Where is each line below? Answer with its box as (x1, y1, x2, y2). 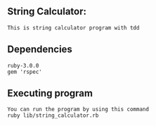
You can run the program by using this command (7, 106, 150, 113)
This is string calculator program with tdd (7, 24, 140, 31)
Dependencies (7, 44, 72, 56)
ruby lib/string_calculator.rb (7, 112, 99, 119)
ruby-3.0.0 (7, 62, 39, 69)
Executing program (7, 87, 93, 99)
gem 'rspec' (7, 68, 42, 75)
